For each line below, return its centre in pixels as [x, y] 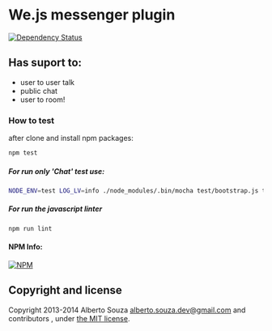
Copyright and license [66, 290]
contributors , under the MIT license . [69, 318]
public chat [39, 91]
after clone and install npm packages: [71, 138]
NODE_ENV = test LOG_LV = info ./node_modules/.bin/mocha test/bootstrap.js [134, 191]
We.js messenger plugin [92, 15]
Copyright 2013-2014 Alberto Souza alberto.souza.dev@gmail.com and [127, 310]
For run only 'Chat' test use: [57, 171]
